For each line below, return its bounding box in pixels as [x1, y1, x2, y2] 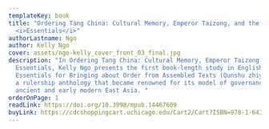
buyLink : [8, 109, 38, 117]
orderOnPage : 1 [8, 94, 59, 102]
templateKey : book [8, 11, 70, 20]
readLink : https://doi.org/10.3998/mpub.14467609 [8, 101, 178, 109]
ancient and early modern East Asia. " [15, 86, 149, 95]
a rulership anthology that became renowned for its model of [15, 79, 227, 87]
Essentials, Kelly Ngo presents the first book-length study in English [15, 64, 263, 72]
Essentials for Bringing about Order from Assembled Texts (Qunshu [15, 71, 246, 79]
